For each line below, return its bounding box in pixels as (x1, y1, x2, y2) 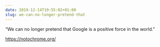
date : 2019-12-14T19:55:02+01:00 (5, 7, 76, 13)
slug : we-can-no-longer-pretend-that (5, 12, 86, 17)
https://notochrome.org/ (5, 36, 56, 42)
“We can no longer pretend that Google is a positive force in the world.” (5, 26, 155, 32)
